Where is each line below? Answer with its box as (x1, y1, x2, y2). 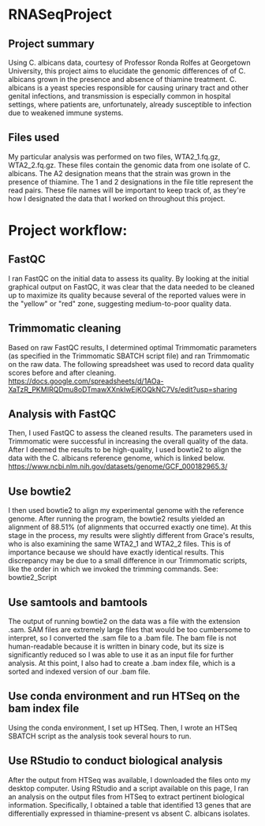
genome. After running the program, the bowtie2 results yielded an (8, 514, 226, 524)
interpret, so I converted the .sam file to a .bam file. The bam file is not (8, 634, 237, 643)
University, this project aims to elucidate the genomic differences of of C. (8, 66, 246, 76)
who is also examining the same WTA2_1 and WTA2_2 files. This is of (8, 539, 231, 549)
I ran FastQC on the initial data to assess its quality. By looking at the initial (8, 274, 249, 283)
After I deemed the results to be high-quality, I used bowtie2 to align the (8, 445, 242, 454)
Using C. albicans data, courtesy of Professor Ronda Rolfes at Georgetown (8, 58, 251, 67)
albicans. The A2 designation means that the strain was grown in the (8, 168, 231, 178)
